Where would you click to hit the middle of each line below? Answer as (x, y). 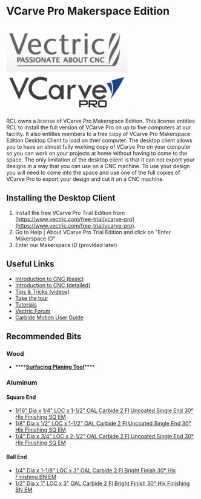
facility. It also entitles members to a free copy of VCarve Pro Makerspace (98, 134)
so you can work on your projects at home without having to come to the (97, 153)
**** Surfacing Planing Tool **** (55, 367)
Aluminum (22, 382)
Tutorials (26, 304)
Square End (21, 397)
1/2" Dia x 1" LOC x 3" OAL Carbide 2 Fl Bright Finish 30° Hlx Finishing (102, 483)
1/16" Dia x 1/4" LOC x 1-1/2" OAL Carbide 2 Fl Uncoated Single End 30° (104, 410)
